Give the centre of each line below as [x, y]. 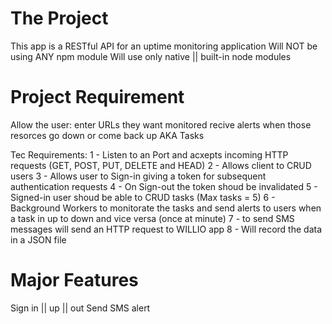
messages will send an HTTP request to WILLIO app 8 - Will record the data [166, 229]
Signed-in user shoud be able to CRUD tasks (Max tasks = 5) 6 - [143, 197]
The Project [59, 18]
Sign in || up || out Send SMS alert [80, 308]
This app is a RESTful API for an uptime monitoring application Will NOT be [164, 46]
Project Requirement [97, 97]
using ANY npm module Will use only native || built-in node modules [151, 56]
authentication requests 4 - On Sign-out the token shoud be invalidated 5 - [164, 186]
